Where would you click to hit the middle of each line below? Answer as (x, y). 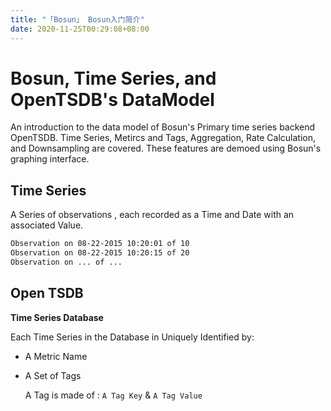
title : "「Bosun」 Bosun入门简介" (77, 19)
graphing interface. (50, 159)
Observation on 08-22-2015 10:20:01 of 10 (100, 244)
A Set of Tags (53, 375)
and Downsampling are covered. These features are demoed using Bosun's (166, 148)
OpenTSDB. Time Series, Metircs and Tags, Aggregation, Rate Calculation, (163, 138)
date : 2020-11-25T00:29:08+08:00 (80, 29)
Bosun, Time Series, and (113, 78)
